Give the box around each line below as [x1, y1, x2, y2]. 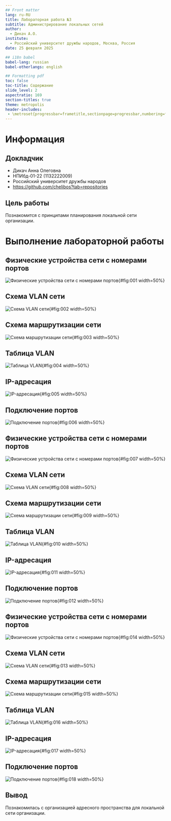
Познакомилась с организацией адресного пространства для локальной [5, 804, 164, 811]
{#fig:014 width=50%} [118, 634, 165, 640]
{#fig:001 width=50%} [118, 277, 165, 283]
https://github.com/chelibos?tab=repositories [12, 184, 108, 190]
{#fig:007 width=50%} [118, 456, 166, 462]
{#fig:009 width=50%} [72, 513, 120, 519]
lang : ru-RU [5, 12, 31, 17]
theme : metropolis [5, 102, 44, 107]
